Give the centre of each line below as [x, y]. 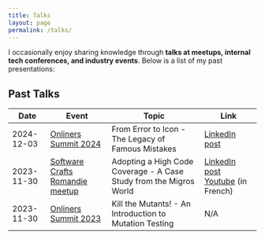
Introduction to [139, 214]
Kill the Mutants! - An [151, 204]
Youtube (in [226, 182]
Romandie [69, 182]
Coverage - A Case [147, 171]
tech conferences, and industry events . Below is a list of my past [116, 61]
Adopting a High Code [153, 162]
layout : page [30, 23]
